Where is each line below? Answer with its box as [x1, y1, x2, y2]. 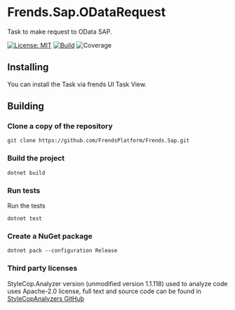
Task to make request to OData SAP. [7, 27, 112, 36]
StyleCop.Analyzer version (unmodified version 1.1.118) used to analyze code [7, 279, 228, 288]
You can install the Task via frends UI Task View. [7, 80, 147, 88]
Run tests [7, 185, 41, 195]
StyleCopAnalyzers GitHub [7, 294, 85, 302]
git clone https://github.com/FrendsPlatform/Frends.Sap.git [7, 137, 190, 144]
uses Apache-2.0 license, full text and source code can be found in [7, 287, 202, 295]
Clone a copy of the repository [7, 121, 113, 131]
